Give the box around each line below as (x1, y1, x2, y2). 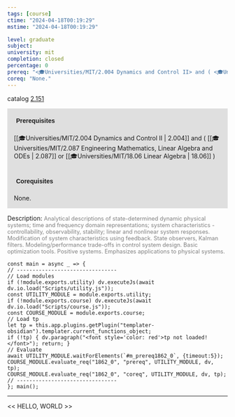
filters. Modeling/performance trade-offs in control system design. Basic (7, 241, 198, 249)
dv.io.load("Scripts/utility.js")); (7, 285, 114, 292)
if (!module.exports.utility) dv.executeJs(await (7, 278, 155, 286)
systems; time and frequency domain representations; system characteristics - (7, 221, 215, 228)
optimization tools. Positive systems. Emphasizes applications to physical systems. (7, 247, 225, 255)
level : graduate (7, 36, 55, 43)
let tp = (7, 322, 33, 329)
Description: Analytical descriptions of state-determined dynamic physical (7, 214, 206, 222)
